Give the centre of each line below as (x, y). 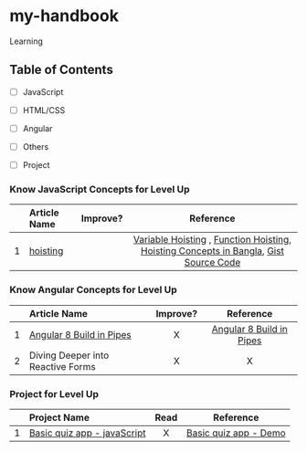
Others (36, 146)
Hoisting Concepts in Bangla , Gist (212, 251)
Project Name (59, 417)
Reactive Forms (62, 366)
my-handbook (64, 16)
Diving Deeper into (69, 355)
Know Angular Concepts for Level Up (94, 290)
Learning (26, 41)
